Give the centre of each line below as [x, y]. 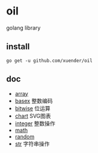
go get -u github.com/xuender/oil [50, 61]
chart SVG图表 [33, 116]
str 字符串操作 [32, 143]
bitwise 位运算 [32, 108]
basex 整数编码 [34, 101]
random [25, 136]
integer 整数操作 [35, 123]
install [18, 47]
